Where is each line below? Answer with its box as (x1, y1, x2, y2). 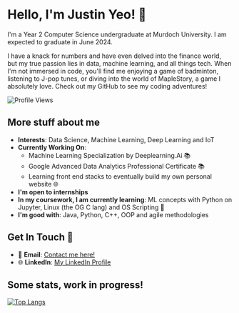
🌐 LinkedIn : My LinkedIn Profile (17, 257, 111, 267)
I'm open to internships (17, 187, 88, 196)
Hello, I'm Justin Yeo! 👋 (7, 6, 147, 23)
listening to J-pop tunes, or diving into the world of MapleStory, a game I (7, 74, 221, 83)
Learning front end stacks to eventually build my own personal (28, 172, 213, 181)
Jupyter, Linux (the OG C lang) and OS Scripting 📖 (17, 203, 165, 212)
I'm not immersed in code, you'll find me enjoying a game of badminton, (7, 66, 219, 75)
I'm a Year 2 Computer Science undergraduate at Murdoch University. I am (7, 30, 227, 39)
